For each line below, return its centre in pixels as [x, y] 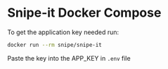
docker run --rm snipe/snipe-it [54, 45]
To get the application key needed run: [63, 32]
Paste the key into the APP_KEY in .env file [69, 58]
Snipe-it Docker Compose [84, 13]
